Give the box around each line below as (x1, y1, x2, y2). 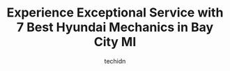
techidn (104, 57, 126, 65)
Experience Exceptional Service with (6, 5, 224, 21)
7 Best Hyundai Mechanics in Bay (16, 19, 214, 35)
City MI (93, 34, 137, 50)
